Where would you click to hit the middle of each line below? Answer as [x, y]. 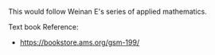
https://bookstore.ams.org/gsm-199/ [80, 42]
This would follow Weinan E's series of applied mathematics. [107, 12]
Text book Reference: [43, 27]
